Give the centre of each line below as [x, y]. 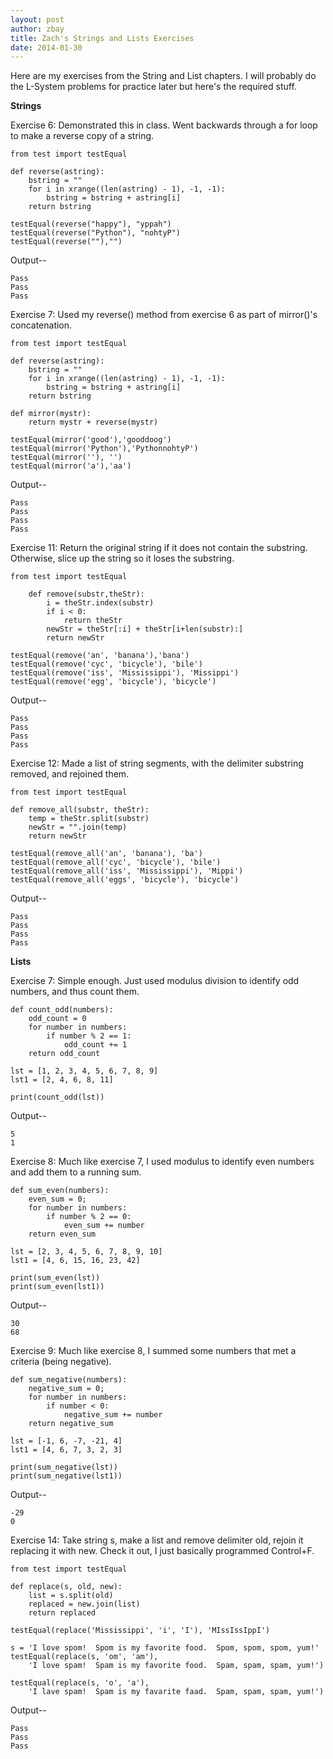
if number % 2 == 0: [89, 1217]
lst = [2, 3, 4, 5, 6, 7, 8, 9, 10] [86, 1252]
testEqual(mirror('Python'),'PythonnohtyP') [104, 449]
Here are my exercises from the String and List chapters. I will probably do [163, 76]
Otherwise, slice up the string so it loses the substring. [122, 558]
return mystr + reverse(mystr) [93, 422]
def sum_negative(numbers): [69, 1380]
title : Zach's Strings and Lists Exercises [102, 38]
